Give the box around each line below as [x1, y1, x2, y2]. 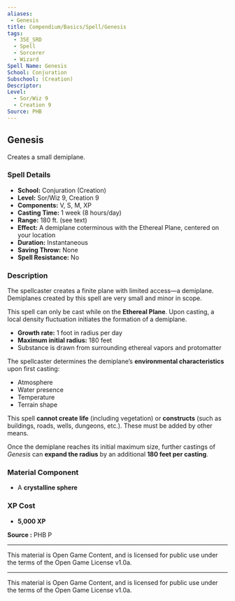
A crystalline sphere [17, 483, 78, 492]
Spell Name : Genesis [7, 62, 68, 69]
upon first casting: [7, 365, 60, 373]
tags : [7, 29, 23, 37]
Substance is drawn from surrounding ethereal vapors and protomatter [17, 344, 222, 352]
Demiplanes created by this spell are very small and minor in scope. [7, 294, 202, 302]
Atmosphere [17, 378, 54, 386]
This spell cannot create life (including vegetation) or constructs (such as [7, 414, 222, 423]
